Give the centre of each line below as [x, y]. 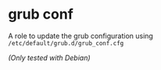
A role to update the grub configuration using [81, 36]
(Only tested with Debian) [50, 58]
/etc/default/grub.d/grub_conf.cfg [66, 43]
